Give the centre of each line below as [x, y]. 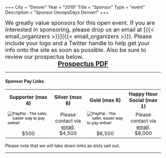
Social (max [143, 100]
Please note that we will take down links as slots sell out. [62, 146]
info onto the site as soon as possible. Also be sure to [76, 50]
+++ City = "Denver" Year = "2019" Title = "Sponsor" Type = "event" [75, 7]
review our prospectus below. [44, 57]
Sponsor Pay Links [25, 81]
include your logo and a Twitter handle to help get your [78, 43]
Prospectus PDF [83, 64]
